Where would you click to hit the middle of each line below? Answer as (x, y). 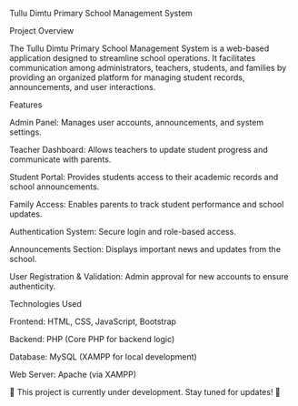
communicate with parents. (60, 159)
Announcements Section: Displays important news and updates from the (145, 249)
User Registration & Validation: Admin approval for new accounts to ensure (149, 276)
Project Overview (42, 30)
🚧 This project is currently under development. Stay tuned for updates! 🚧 (145, 392)
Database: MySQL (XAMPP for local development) (103, 357)
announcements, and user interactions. (83, 87)
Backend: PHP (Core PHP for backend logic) (92, 339)
